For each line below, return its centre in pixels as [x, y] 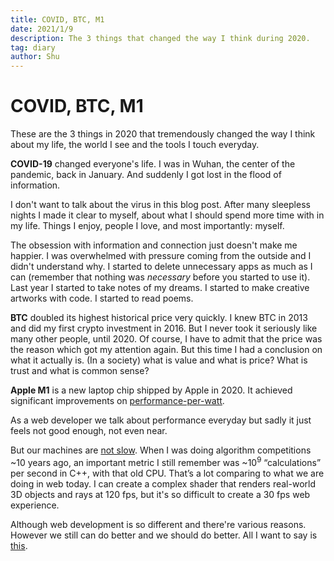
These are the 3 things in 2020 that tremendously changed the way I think [163, 134]
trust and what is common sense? [80, 371]
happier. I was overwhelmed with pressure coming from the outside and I [161, 256]
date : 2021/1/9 [42, 29]
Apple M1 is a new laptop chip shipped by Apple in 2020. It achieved [151, 390]
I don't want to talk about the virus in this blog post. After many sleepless [160, 205]
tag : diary [33, 47]
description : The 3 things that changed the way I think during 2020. [160, 38]
